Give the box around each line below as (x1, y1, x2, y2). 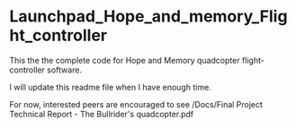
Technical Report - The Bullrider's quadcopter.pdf (9, 108, 194, 119)
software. (46, 64, 83, 75)
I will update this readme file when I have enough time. (9, 81, 211, 92)
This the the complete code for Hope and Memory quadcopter (9, 55, 240, 65)
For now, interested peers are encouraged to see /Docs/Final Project (9, 98, 264, 109)
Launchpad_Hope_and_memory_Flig (9, 6, 288, 27)
